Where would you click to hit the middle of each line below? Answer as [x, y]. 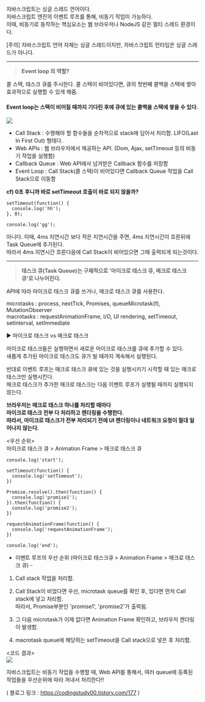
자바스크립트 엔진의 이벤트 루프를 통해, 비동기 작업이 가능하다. [80, 16]
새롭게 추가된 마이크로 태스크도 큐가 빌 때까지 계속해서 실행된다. [82, 356]
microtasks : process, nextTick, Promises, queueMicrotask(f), [83, 303]
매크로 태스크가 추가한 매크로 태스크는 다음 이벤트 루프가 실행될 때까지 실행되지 [100, 385]
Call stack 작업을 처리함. [45, 578]
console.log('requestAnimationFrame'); [63, 530]
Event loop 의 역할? [45, 71]
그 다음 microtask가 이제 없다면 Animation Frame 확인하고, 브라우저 [97, 620]
